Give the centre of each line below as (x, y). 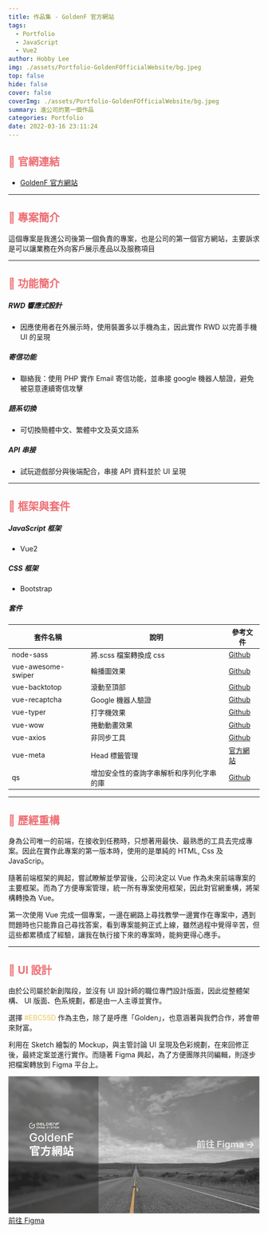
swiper (23, 675)
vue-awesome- (38, 666)
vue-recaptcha (37, 700)
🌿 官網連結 (34, 162)
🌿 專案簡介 (34, 218)
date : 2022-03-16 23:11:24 (53, 127)
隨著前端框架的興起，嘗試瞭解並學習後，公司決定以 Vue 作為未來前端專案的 (132, 878)
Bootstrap (36, 589)
